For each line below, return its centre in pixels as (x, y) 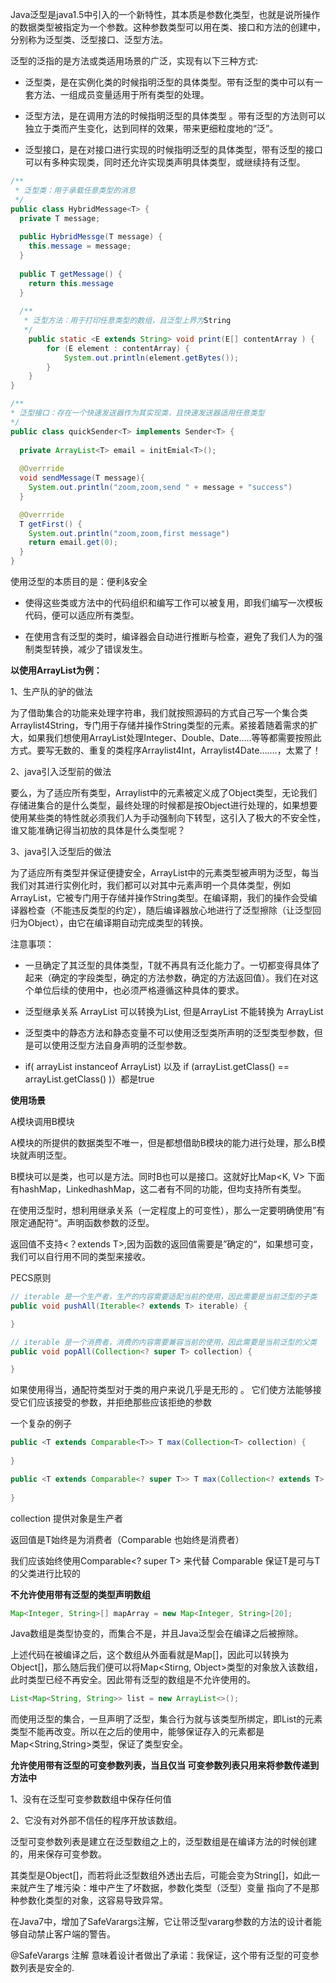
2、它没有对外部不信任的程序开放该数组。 (96, 1820)
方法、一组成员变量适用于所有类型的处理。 (121, 94)
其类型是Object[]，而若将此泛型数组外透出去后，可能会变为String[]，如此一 (165, 1875)
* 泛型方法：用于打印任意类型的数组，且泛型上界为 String (127, 321)
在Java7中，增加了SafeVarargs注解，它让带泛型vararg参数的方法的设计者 (161, 1922)
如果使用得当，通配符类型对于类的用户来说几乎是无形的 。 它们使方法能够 (161, 1390)
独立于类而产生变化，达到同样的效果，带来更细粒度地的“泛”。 (151, 128)
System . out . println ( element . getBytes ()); (151, 358)
